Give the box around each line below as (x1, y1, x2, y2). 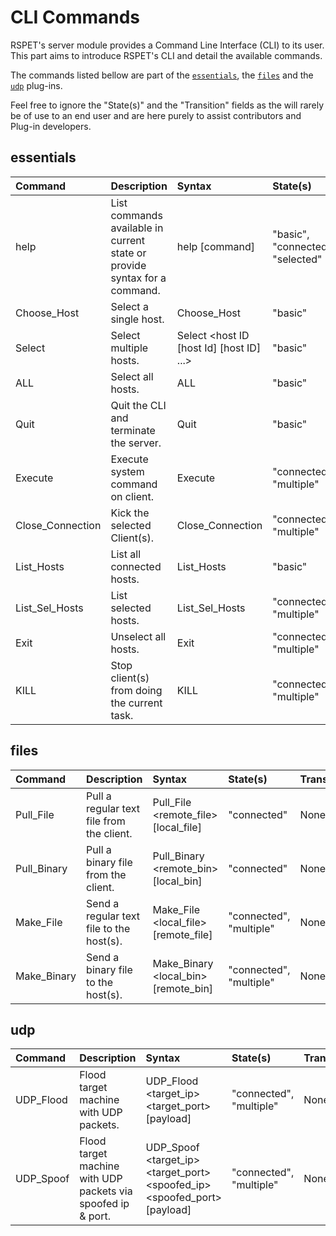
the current (110, 696, 163, 710)
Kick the (110, 506, 150, 520)
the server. (110, 436, 162, 450)
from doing (110, 683, 163, 697)
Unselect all (110, 629, 167, 643)
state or (110, 246, 147, 260)
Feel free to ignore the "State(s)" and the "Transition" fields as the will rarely (10, 99, 325, 111)
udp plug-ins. (10, 79, 63, 91)
